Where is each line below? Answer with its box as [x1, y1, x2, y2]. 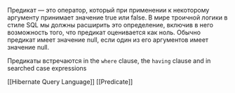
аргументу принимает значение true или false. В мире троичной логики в [7, 13, 228, 22]
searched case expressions [7, 64, 87, 72]
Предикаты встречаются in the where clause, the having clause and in [7, 57, 211, 65]
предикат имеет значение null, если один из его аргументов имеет [7, 36, 209, 44]
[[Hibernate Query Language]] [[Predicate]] [7, 78, 133, 86]
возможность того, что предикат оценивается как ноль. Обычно [7, 28, 201, 36]
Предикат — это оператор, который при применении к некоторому [7, 6, 210, 14]
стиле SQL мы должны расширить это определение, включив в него [7, 21, 214, 29]
